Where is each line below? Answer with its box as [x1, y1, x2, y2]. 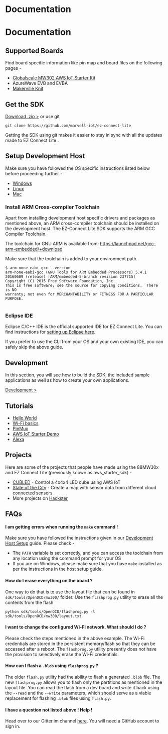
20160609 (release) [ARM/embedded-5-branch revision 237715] [5, 274, 136, 279]
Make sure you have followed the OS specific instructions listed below [5, 165, 150, 171]
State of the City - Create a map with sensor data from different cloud [12, 484, 156, 490]
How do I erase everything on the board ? [5, 578, 93, 584]
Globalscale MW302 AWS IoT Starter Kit [12, 75, 96, 81]
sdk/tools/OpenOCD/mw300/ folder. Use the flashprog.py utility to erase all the [5, 594, 163, 600]
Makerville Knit [12, 85, 44, 91]
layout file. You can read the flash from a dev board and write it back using [5, 685, 159, 691]
